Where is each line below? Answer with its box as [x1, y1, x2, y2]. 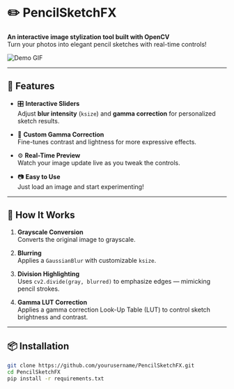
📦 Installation [7, 340, 70, 352]
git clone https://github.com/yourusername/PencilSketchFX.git [7, 363, 195, 369]
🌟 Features [7, 80, 55, 92]
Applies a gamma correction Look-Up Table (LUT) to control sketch [17, 305, 211, 314]
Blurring [17, 248, 42, 257]
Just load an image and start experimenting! [17, 182, 144, 191]
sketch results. [17, 116, 60, 125]
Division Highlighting [17, 269, 80, 278]
